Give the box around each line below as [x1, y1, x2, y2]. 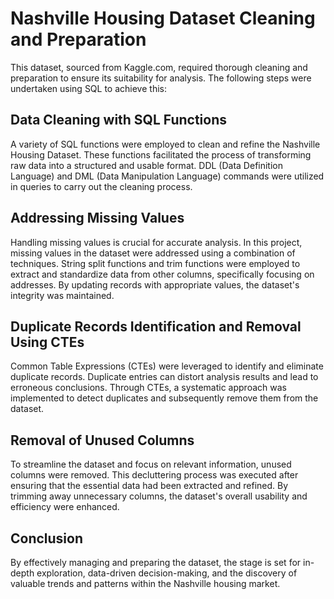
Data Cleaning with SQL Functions [10, 112, 227, 129]
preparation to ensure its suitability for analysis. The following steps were [10, 72, 312, 84]
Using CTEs [10, 333, 85, 351]
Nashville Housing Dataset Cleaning [10, 7, 316, 30]
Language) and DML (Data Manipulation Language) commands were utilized [10, 170, 325, 182]
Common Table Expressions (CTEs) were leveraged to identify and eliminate [10, 360, 324, 372]
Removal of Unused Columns [10, 432, 195, 449]
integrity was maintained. [10, 289, 115, 301]
